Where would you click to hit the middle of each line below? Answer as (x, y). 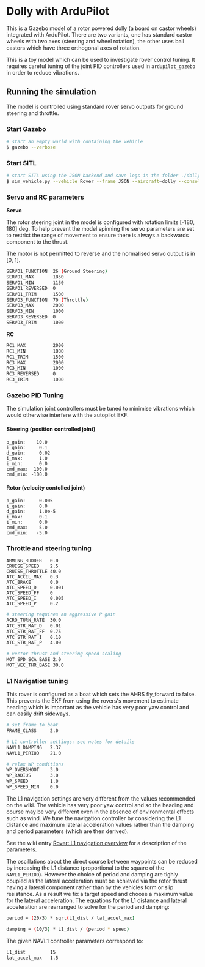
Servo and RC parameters (45, 197)
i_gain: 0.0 (27, 506)
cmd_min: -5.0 (27, 533)
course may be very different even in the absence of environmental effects (100, 812)
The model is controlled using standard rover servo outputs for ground (95, 106)
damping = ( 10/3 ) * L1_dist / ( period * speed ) (68, 929)
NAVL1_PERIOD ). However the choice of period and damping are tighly (92, 874)
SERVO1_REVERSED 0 (31, 288)
